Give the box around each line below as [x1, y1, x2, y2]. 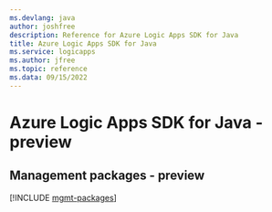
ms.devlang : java [9, 13, 76, 23]
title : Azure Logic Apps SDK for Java [9, 38, 157, 48]
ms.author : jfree [9, 56, 76, 65]
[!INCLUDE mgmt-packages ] [9, 192, 117, 203]
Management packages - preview [9, 168, 205, 184]
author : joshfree [9, 22, 76, 31]
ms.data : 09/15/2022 [9, 73, 89, 82]
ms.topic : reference [9, 65, 89, 74]
